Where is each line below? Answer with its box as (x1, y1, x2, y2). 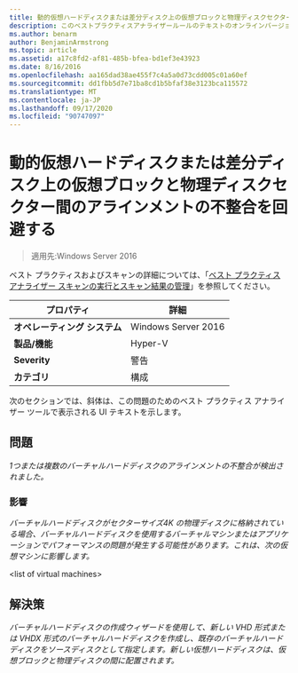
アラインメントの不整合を (85, 197, 273, 218)
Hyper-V (129, 337, 169, 350)
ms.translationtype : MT (9, 87, 98, 96)
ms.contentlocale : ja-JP (9, 95, 101, 105)
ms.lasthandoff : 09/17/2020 (9, 104, 114, 113)
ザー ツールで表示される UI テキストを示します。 (9, 407, 186, 417)
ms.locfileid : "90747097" (9, 112, 105, 121)
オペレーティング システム (13, 321, 122, 334)
